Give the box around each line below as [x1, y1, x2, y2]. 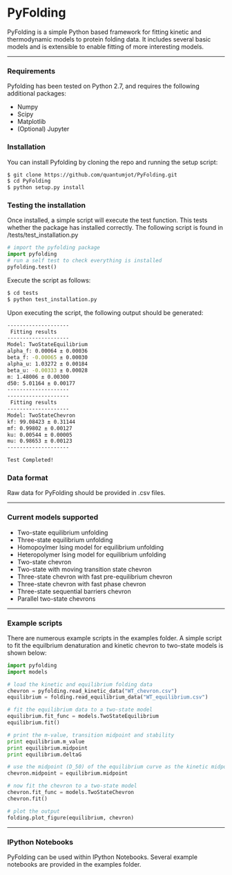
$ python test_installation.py [7, 296, 97, 303]
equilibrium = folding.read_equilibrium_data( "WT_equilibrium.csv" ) [7, 694, 209, 701]
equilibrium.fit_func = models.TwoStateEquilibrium [7, 713, 159, 720]
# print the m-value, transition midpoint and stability [7, 732, 175, 739]
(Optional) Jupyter [17, 125, 70, 133]
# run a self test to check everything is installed [7, 258, 162, 264]
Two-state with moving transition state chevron [17, 565, 152, 573]
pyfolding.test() [7, 264, 57, 271]
